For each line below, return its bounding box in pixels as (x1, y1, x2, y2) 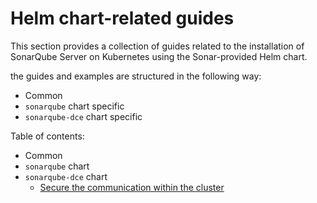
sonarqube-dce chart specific (24, 110, 143, 122)
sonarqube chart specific (24, 100, 125, 112)
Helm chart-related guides (10, 7, 235, 30)
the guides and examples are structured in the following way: (10, 70, 262, 82)
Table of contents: (10, 130, 85, 142)
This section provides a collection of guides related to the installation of (10, 40, 305, 52)
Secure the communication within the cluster (39, 181, 225, 193)
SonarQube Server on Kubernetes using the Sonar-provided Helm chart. (10, 50, 308, 62)
